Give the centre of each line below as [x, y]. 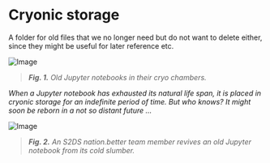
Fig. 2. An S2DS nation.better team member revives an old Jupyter [139, 142]
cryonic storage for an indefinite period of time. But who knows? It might [130, 101]
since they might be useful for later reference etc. [91, 45]
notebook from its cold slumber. [81, 150]
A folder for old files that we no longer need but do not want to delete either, [135, 37]
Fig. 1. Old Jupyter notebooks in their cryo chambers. [117, 77]
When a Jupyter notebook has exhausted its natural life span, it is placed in [135, 93]
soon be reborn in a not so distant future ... [80, 110]
